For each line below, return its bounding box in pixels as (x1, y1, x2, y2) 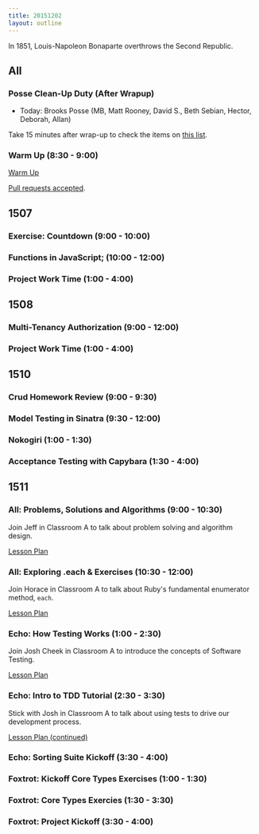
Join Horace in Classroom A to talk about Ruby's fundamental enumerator (8, 584, 250, 594)
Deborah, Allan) (19, 115, 72, 124)
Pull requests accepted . (8, 183, 86, 193)
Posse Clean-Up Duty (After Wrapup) (8, 88, 155, 99)
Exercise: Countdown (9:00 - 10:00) (8, 230, 151, 242)
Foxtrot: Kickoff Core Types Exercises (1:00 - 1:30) (8, 773, 207, 785)
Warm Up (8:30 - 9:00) (8, 150, 99, 161)
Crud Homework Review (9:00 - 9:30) (8, 391, 157, 403)
